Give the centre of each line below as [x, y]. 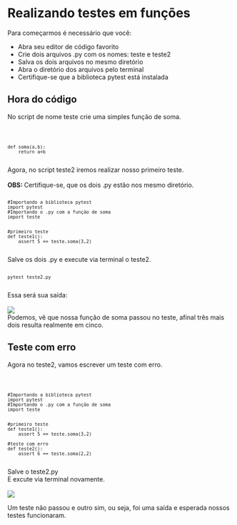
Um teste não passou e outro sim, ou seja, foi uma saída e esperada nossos [118, 507]
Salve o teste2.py [33, 472]
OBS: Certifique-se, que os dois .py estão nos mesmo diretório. [101, 185]
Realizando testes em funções [99, 13]
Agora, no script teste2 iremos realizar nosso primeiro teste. [96, 170]
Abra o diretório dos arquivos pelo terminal [81, 69]
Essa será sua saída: [37, 295]
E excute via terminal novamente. [56, 479]
